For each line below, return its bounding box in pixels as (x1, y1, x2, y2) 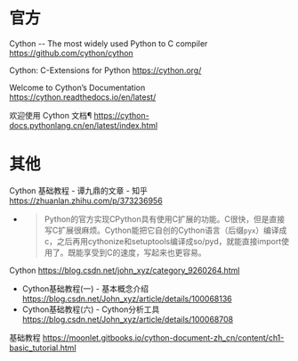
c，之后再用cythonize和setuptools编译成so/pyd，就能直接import (44, 235, 282, 246)
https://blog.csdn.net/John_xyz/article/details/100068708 (21, 314, 234, 324)
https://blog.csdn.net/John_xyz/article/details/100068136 (21, 293, 233, 304)
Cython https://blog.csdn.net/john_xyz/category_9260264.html (9, 265, 240, 275)
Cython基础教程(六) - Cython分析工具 (21, 304, 160, 315)
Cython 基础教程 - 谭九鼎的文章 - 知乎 (9, 185, 149, 196)
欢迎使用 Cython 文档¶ (9, 110, 93, 120)
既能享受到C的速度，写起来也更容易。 (68, 247, 206, 258)
